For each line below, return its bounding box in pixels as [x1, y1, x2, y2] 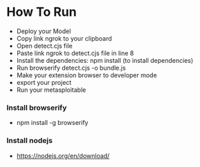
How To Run [6, 4, 77, 20]
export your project [16, 78, 72, 86]
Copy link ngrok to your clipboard [16, 34, 112, 42]
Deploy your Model [16, 27, 71, 35]
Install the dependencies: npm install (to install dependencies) [16, 56, 194, 64]
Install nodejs [6, 136, 53, 146]
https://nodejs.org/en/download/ [16, 151, 110, 159]
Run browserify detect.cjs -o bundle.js [16, 63, 126, 72]
